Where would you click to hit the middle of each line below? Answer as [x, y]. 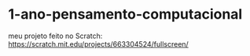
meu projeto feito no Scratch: [55, 36]
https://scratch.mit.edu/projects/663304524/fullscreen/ [98, 44]
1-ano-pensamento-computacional [125, 14]
